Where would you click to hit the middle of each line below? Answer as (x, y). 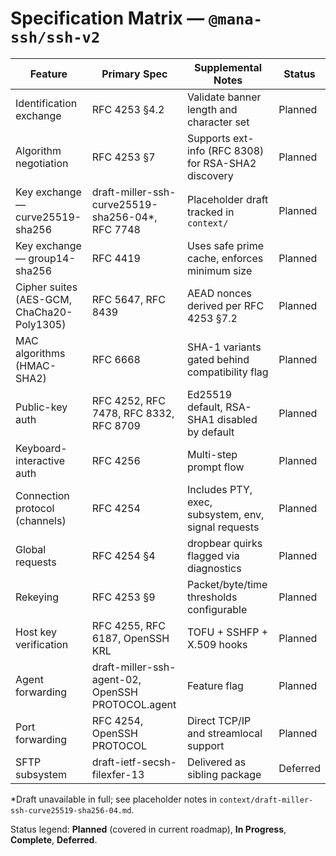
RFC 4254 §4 (123, 555)
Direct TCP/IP (219, 720)
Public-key (41, 407)
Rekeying (37, 597)
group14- (52, 258)
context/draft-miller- (266, 800)
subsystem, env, (225, 514)
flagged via (213, 555)
